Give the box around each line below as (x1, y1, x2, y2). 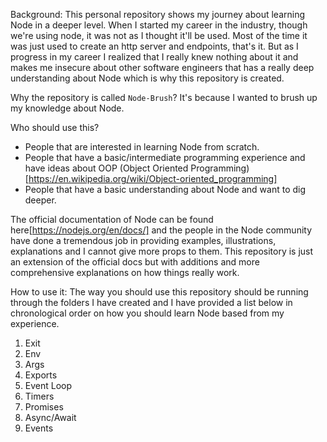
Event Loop (24, 380, 73, 391)
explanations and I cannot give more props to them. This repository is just (10, 245, 314, 257)
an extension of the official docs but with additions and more (10, 256, 260, 268)
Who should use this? (10, 122, 100, 133)
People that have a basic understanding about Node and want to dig (24, 184, 307, 195)
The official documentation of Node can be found (10, 214, 214, 225)
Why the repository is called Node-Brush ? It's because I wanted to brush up (10, 92, 318, 103)
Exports (24, 369, 58, 381)
